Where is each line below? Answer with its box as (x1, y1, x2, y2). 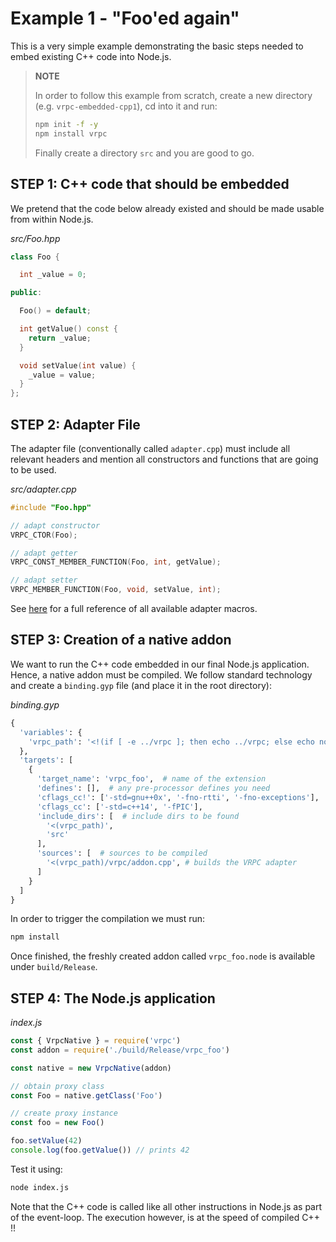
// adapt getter (10, 548, 78, 558)
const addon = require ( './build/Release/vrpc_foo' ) (10, 1045, 230, 1055)
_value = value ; (28, 370, 97, 380)
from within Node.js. (10, 213, 94, 225)
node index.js (10, 1182, 70, 1192)
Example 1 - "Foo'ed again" (10, 7, 240, 30)
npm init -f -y (34, 119, 99, 129)
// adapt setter (10, 575, 78, 586)
